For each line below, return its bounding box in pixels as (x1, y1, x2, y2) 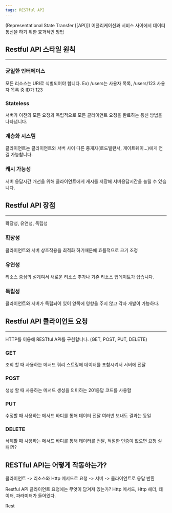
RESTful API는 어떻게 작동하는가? (5, 461, 107, 469)
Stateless (5, 99, 30, 107)
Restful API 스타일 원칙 (5, 45, 76, 54)
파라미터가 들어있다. (16, 493, 56, 499)
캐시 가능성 (5, 166, 31, 173)
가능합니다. (10, 152, 33, 158)
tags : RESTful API (5, 7, 45, 13)
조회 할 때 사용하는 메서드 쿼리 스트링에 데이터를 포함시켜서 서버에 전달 (5, 362, 146, 368)
